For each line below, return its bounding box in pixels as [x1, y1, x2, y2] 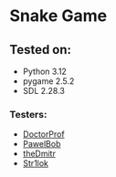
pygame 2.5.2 [22, 76, 75, 87]
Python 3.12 [22, 66, 67, 77]
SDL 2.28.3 [22, 86, 66, 96]
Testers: [9, 108, 47, 120]
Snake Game [9, 5, 108, 26]
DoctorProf [22, 129, 66, 140]
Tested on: [9, 42, 71, 57]
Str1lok [22, 158, 48, 169]
